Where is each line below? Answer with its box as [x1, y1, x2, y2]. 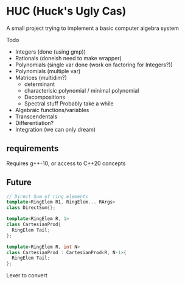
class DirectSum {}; [6, 205, 56, 211]
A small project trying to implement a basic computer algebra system [6, 24, 180, 32]
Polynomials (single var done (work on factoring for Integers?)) [15, 61, 173, 68]
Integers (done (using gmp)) [15, 48, 86, 55]
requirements [6, 143, 59, 154]
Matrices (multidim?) [15, 74, 67, 81]
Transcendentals [15, 113, 58, 120]
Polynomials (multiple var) [15, 67, 81, 74]
